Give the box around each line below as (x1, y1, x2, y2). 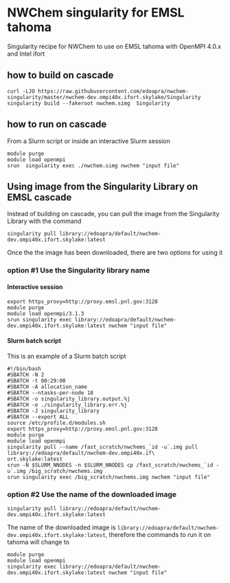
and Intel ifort (7, 50, 45, 58)
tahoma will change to (7, 538, 70, 546)
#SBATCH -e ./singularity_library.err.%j (7, 401, 128, 408)
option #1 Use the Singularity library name (7, 266, 150, 275)
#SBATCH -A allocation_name (7, 383, 88, 390)
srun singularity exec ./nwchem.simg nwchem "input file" (7, 162, 180, 169)
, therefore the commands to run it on (105, 531, 211, 538)
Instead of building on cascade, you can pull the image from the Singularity (7, 210, 220, 218)
